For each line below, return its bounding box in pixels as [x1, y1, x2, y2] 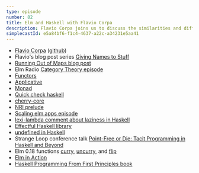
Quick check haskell [14, 91, 64, 98]
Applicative [14, 78, 43, 86]
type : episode [6, 8, 41, 15]
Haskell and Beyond [14, 142, 64, 149]
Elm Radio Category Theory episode [14, 66, 104, 73]
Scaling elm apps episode [14, 110, 78, 117]
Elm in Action [14, 154, 47, 161]
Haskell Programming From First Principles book [14, 161, 133, 168]
